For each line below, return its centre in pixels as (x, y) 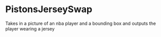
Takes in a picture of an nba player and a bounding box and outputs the (81, 23)
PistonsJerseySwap (49, 9)
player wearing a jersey (30, 28)
